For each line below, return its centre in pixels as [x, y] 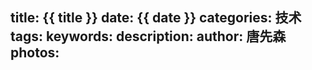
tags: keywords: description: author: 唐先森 [148, 36]
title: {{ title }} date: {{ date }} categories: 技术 [156, 18]
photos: [35, 53]
